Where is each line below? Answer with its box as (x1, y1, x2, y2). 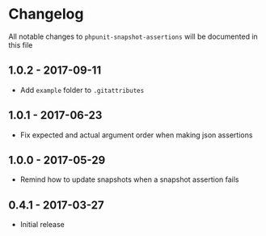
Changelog (8, 5, 84, 23)
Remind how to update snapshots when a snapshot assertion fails (19, 175, 239, 184)
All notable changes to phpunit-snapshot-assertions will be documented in (8, 32, 259, 41)
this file (8, 40, 33, 49)
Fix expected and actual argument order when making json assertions (19, 130, 253, 140)
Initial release (19, 220, 65, 230)
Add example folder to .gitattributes (19, 85, 145, 95)
